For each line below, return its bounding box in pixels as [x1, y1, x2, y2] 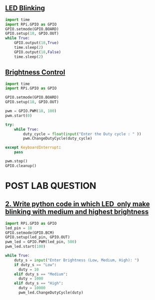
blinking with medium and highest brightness [5, 208, 149, 216]
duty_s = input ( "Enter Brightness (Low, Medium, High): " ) [14, 258, 140, 263]
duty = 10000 [18, 286, 46, 291]
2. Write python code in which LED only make [5, 200, 151, 208]
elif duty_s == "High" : [14, 281, 64, 286]
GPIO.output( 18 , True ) [14, 40, 59, 45]
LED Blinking [5, 4, 45, 12]
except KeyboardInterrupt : [5, 145, 61, 150]
